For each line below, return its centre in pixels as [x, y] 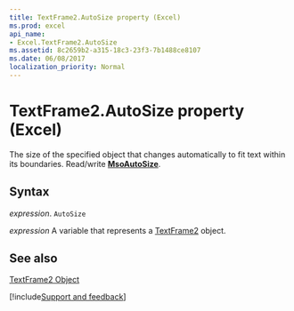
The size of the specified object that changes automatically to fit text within [147, 154]
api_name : [28, 34]
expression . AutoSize [48, 213]
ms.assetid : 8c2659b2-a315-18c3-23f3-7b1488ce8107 [105, 51]
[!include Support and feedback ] [68, 297]
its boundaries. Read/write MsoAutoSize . [85, 163]
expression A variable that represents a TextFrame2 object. [118, 230]
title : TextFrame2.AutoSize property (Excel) [95, 17]
